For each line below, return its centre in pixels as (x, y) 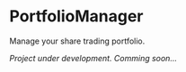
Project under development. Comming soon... (93, 58)
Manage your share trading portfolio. (77, 41)
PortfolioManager (76, 16)
